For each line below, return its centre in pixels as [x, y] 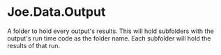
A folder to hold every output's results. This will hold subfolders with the [110, 31]
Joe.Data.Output [56, 12]
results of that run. [34, 45]
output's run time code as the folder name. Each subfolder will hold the [109, 38]
